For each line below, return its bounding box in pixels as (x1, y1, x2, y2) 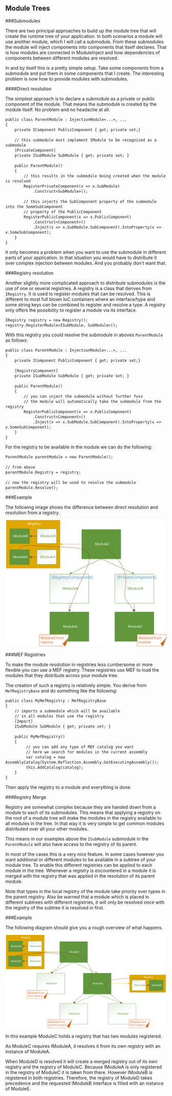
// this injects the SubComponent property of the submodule (24, 199, 157, 204)
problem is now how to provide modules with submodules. (5, 75, 128, 82)
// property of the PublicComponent (24, 209, 102, 214)
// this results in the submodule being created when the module (24, 173, 166, 178)
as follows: (5, 337, 28, 343)
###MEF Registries (5, 651, 46, 658)
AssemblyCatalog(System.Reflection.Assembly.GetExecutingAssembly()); (5, 760, 159, 765)
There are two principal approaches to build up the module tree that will (5, 28, 157, 34)
